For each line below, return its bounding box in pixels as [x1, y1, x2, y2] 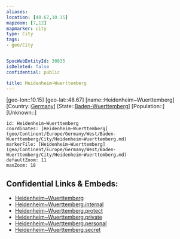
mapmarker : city [6, 25, 47, 32]
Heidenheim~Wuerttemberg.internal [14, 201, 104, 208]
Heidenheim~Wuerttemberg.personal [14, 220, 107, 227]
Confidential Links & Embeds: [6, 179, 118, 189]
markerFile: [6, 142, 36, 148]
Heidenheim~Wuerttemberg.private [14, 213, 103, 221]
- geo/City [6, 42, 33, 48]
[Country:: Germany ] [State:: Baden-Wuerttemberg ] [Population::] [6, 103, 165, 110]
